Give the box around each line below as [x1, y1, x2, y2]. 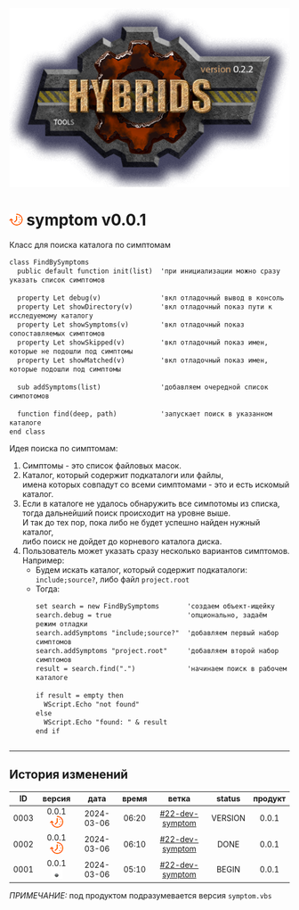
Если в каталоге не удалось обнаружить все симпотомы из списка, [21, 498, 280, 509]
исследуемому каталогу [9, 311, 93, 320]
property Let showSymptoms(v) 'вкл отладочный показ [17, 320, 245, 329]
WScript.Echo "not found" [43, 699, 140, 708]
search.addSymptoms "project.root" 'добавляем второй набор [35, 646, 279, 655]
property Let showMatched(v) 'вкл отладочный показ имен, [17, 356, 269, 365]
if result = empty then [35, 691, 125, 699]
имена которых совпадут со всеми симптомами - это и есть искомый [21, 479, 290, 490]
